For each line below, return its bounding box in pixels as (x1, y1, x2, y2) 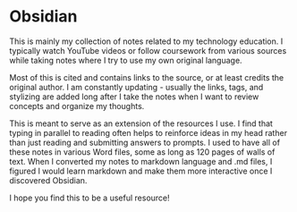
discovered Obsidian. (9, 174, 88, 185)
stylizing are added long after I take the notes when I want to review (9, 91, 259, 102)
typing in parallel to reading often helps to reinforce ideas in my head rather (9, 127, 288, 138)
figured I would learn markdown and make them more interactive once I (9, 165, 273, 176)
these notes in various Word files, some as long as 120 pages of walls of (9, 146, 276, 157)
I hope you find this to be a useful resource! (9, 192, 170, 203)
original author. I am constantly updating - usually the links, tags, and (9, 81, 264, 92)
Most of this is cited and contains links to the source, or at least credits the (9, 72, 284, 82)
